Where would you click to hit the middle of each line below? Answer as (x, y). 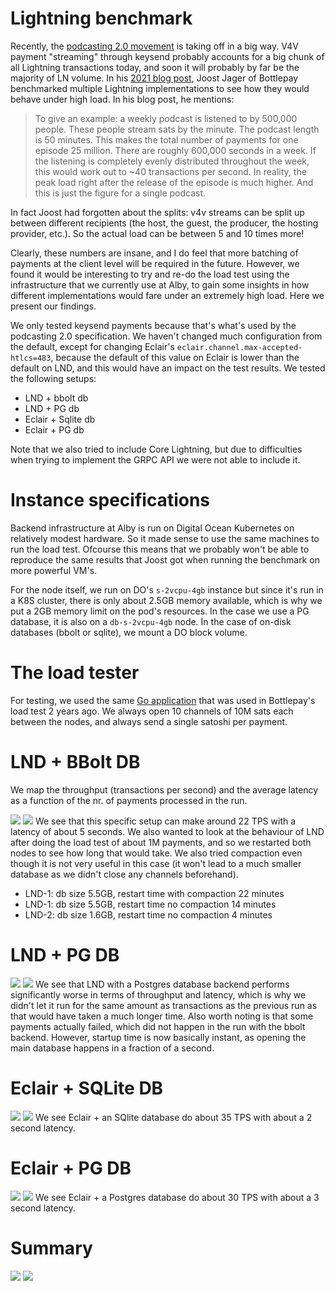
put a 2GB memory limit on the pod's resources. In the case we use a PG (160, 611)
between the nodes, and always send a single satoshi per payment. (149, 721)
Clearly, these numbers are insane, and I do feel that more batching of (154, 253)
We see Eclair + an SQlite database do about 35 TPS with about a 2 (173, 1117)
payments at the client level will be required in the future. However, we (155, 263)
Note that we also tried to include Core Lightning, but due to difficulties (156, 449)
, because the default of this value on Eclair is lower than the (175, 357)
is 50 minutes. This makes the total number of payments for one (166, 139)
